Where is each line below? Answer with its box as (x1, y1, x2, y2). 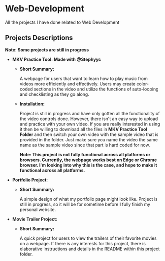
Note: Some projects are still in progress (5, 46, 89, 52)
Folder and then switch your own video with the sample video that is (19, 131, 159, 137)
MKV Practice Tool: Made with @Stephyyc (12, 56, 101, 62)
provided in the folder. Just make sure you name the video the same (19, 136, 158, 142)
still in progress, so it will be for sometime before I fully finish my (19, 201, 151, 207)
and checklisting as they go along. (19, 91, 90, 97)
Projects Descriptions (5, 34, 73, 42)
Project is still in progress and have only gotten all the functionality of (19, 110, 160, 116)
